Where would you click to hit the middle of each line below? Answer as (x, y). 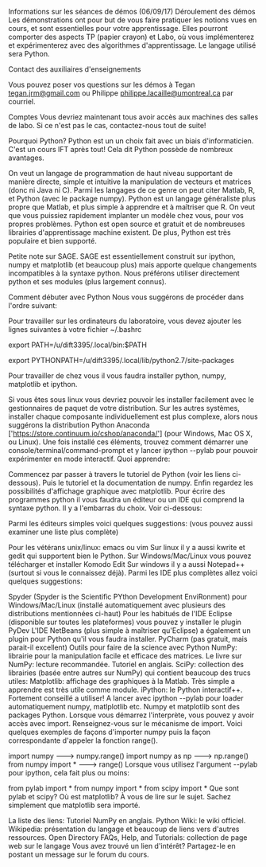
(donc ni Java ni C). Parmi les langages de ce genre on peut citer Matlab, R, (132, 190)
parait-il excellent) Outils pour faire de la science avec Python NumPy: (123, 647)
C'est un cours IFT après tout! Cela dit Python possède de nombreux (121, 149)
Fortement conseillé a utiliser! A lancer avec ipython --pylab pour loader (126, 698)
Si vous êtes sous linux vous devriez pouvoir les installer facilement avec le (131, 400)
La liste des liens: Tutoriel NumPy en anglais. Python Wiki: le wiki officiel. (127, 820)
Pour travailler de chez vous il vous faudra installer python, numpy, (117, 376)
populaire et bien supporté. (52, 241)
